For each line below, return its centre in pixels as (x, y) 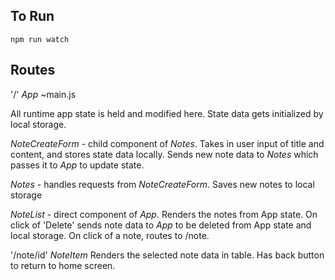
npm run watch (40, 39)
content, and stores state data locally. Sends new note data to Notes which (164, 154)
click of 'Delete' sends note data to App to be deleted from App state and (161, 225)
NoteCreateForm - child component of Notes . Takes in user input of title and (167, 143)
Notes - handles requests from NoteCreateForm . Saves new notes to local (162, 184)
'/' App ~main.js (43, 94)
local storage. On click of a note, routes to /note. (110, 235)
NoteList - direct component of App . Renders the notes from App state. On (164, 214)
